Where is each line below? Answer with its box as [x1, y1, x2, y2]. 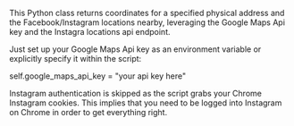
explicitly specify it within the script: [9, 54, 142, 63]
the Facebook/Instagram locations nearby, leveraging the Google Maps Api [9, 17, 286, 28]
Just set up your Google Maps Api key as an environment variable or [9, 44, 262, 55]
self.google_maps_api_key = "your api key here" [9, 71, 186, 81]
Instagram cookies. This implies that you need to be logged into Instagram [9, 97, 282, 108]
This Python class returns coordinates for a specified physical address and [9, 8, 285, 18]
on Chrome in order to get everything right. [9, 107, 168, 117]
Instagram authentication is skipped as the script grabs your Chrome [9, 88, 262, 98]
